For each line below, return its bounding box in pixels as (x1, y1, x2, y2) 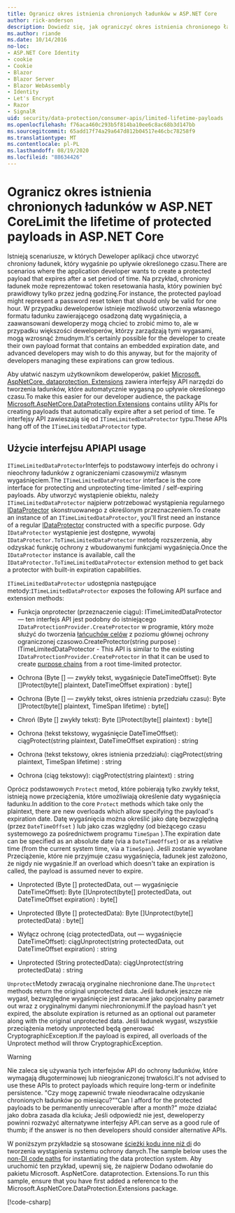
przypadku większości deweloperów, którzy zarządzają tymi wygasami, (7, 326, 214, 335)
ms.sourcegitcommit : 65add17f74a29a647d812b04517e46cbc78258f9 (7, 128, 196, 135)
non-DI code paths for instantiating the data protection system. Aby (7, 1154, 202, 1162)
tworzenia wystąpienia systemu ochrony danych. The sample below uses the (7, 1146, 227, 1155)
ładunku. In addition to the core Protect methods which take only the (7, 799, 204, 807)
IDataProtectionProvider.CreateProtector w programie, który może (17, 622, 214, 631)
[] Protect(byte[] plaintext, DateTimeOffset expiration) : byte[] (17, 681, 192, 689)
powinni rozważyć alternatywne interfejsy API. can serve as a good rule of (7, 1118, 220, 1127)
